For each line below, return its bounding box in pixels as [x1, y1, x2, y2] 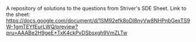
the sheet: [6, 11, 31, 18]
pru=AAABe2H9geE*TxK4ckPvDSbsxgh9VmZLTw [6, 29, 128, 36]
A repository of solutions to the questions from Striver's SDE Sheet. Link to [6, 5, 187, 12]
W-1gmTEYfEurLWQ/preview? [6, 23, 78, 30]
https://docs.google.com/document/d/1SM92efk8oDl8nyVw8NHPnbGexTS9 [6, 17, 191, 24]
